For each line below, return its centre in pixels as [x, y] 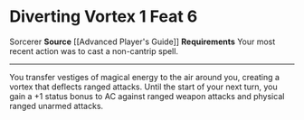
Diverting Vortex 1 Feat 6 [104, 17]
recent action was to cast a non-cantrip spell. [94, 51]
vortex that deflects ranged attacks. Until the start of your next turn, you [143, 87]
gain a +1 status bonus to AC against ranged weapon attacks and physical [147, 96]
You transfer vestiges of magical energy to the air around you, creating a [145, 77]
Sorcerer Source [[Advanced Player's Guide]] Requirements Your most [142, 42]
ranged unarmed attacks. [57, 106]
